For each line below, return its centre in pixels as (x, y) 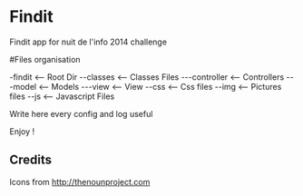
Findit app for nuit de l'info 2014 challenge (88, 42)
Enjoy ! (22, 131)
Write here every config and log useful (81, 113)
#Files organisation (45, 59)
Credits (31, 160)
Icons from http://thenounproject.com (80, 181)
